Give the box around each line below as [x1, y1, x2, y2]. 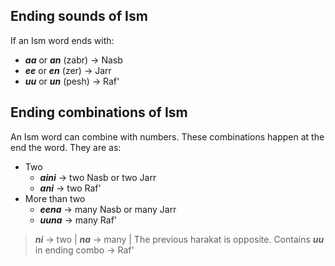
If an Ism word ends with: [10, 34, 115, 46]
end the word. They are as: [10, 141, 122, 153]
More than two [24, 192, 86, 204]
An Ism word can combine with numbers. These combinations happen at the [10, 130, 325, 143]
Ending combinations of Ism [10, 104, 188, 121]
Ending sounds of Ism [10, 8, 148, 25]
